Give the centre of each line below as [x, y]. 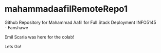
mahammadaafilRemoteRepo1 [66, 9]
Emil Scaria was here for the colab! [39, 37]
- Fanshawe [17, 27]
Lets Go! [13, 46]
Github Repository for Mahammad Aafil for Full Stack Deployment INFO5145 [80, 22]
